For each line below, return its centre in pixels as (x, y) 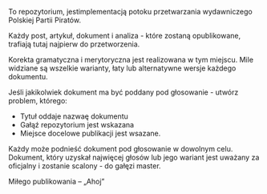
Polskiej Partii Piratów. (45, 20)
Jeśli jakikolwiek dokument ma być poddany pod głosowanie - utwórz (123, 92)
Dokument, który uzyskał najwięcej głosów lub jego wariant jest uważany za (134, 157)
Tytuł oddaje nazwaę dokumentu (74, 116)
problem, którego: (38, 101)
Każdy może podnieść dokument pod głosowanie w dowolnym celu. (121, 149)
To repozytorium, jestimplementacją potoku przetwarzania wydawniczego (130, 12)
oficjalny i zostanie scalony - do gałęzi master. (85, 166)
